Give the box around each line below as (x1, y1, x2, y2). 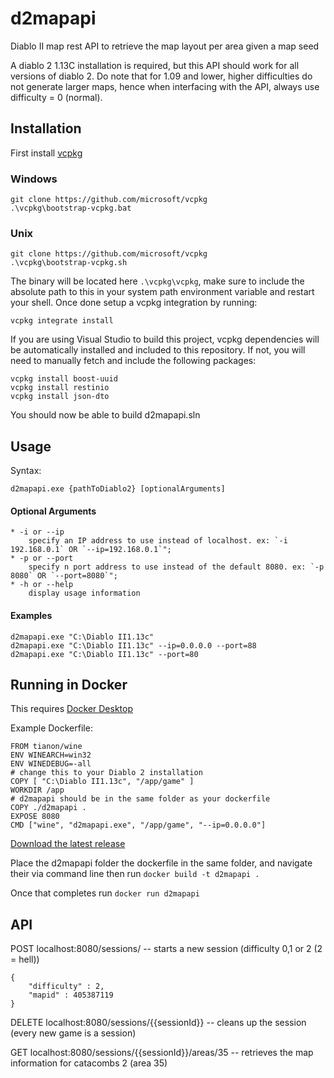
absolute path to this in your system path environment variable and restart (10, 286, 315, 298)
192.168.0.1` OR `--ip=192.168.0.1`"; (10, 545, 172, 555)
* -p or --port (10, 553, 74, 564)
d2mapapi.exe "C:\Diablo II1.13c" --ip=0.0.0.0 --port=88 (10, 640, 257, 651)
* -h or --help (10, 580, 74, 590)
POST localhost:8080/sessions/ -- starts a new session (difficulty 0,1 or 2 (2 (10, 943, 323, 955)
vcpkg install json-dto (10, 392, 110, 402)
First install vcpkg (10, 147, 83, 159)
